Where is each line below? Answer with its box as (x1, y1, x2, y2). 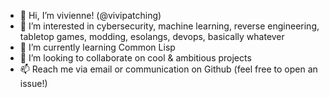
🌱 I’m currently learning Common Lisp (19, 41, 176, 53)
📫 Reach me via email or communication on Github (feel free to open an (19, 63, 318, 75)
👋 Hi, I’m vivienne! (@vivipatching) (19, 10, 162, 21)
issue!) (19, 78, 48, 89)
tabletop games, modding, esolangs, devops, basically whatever (19, 31, 285, 42)
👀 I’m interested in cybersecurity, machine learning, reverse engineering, (19, 20, 320, 32)
